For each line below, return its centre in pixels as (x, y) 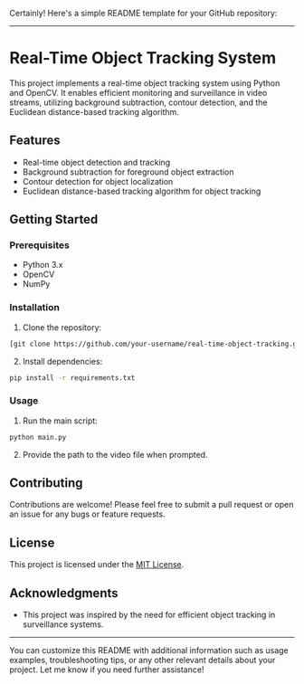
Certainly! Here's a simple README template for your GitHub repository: (143, 13)
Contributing (46, 483)
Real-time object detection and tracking (96, 162)
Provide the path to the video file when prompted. (115, 454)
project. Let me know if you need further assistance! (107, 670)
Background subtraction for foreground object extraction (128, 172)
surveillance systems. (63, 624)
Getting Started (54, 219)
